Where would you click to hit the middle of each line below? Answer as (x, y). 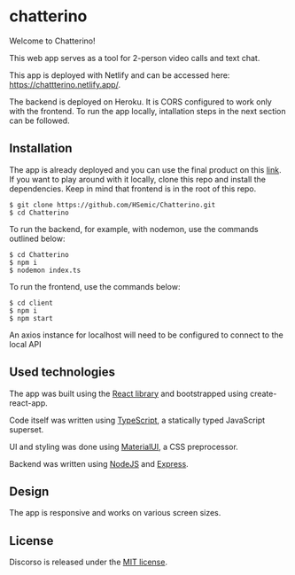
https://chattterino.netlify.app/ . (65, 84)
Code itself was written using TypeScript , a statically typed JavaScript (137, 420)
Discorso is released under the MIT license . (89, 562)
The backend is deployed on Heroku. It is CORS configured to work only (140, 101)
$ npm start (31, 318)
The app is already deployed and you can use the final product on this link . (145, 169)
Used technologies (62, 373)
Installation (41, 148)
